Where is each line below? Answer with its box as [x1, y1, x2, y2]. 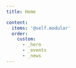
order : [11, 30, 28, 36]
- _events [22, 47, 47, 54]
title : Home [6, 8, 36, 15]
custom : [17, 36, 36, 42]
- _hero [22, 42, 42, 48]
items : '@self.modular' [11, 25, 71, 31]
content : [6, 19, 28, 26]
